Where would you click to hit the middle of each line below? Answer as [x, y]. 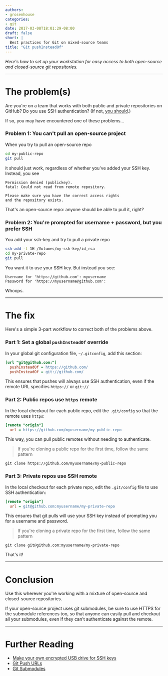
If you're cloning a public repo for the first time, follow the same [83, 449]
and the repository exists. [34, 200]
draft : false [19, 33]
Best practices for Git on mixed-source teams [59, 43]
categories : [17, 19]
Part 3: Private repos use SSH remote [51, 476]
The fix [20, 315]
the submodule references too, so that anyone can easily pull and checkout [83, 614]
